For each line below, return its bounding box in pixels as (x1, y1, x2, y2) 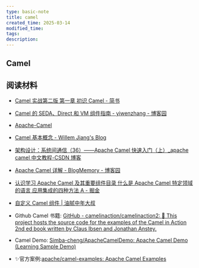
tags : (6, 31, 20, 37)
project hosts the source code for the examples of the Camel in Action (14, 219, 187, 226)
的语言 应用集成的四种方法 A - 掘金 (14, 187, 100, 194)
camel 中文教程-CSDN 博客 (14, 154, 81, 161)
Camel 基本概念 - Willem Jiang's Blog (14, 134, 107, 141)
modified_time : (6, 25, 44, 32)
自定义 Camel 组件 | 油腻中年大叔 (14, 200, 96, 207)
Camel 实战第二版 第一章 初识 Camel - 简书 (14, 97, 120, 104)
